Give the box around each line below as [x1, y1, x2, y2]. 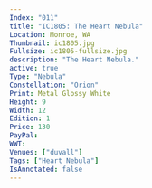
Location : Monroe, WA [9, 30, 91, 39]
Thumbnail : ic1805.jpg [9, 38, 95, 48]
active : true [9, 64, 59, 73]
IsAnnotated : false [9, 164, 83, 174]
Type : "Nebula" [9, 72, 67, 81]
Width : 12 [9, 106, 47, 115]
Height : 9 [9, 97, 47, 107]
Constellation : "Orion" [9, 80, 100, 89]
